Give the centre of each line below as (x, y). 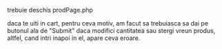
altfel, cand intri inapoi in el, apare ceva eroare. (74, 38)
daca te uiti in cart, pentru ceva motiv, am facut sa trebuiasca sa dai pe (108, 23)
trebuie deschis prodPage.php (50, 10)
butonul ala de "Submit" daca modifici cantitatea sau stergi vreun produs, (111, 31)
